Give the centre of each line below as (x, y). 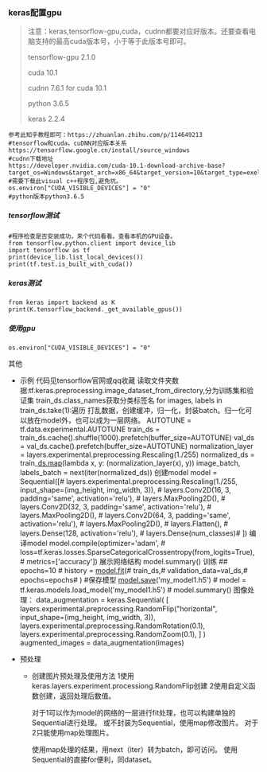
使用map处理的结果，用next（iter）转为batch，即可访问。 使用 (135, 750)
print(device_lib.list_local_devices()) (76, 257)
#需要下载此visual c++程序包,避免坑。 (65, 181)
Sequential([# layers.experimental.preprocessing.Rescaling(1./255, (129, 482)
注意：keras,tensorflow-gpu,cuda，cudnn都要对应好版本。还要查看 (138, 31)
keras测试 (25, 283)
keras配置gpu (35, 12)
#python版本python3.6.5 (46, 197)
